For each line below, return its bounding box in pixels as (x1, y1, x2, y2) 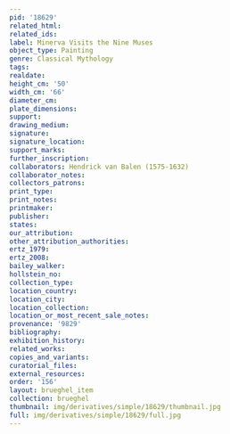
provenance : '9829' (9, 320, 82, 329)
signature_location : (9, 137, 86, 146)
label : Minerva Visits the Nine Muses (9, 37, 153, 47)
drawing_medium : (9, 121, 70, 130)
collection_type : (9, 278, 74, 287)
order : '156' (9, 378, 58, 387)
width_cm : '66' (9, 87, 66, 96)
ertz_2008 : (9, 253, 50, 263)
